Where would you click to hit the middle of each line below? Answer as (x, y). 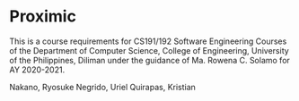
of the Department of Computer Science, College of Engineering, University (149, 50)
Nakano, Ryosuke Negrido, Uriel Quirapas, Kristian (102, 87)
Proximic (43, 17)
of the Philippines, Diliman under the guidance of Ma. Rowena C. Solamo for (149, 60)
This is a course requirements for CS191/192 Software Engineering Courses (148, 41)
